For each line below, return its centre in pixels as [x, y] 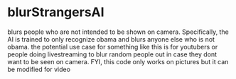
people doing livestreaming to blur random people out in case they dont [112, 54]
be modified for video [39, 69]
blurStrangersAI [56, 12]
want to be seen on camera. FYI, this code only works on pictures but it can [118, 61]
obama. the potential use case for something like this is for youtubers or [113, 47]
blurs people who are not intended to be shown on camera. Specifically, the [118, 32]
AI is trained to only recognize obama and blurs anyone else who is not [111, 39]
